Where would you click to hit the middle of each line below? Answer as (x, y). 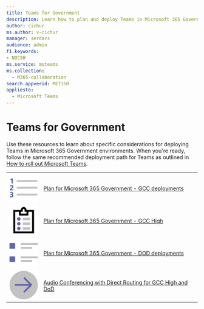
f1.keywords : (23, 52)
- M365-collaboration (39, 77)
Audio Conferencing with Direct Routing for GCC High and (116, 282)
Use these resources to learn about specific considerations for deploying (98, 144)
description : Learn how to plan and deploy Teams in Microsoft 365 (93, 19)
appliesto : (20, 90)
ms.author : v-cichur (32, 32)
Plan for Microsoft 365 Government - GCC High (103, 221)
